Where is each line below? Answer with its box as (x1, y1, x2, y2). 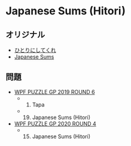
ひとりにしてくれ (14, 47, 56, 53)
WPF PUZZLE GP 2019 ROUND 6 (14, 88, 95, 95)
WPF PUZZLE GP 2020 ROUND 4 (14, 120, 96, 127)
